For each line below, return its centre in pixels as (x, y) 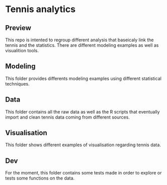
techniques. (17, 83)
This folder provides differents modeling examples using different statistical (83, 78)
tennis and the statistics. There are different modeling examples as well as (82, 45)
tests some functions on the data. (40, 178)
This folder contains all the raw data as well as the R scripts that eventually (82, 112)
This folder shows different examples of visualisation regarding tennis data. (83, 145)
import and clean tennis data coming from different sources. (67, 117)
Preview (18, 28)
